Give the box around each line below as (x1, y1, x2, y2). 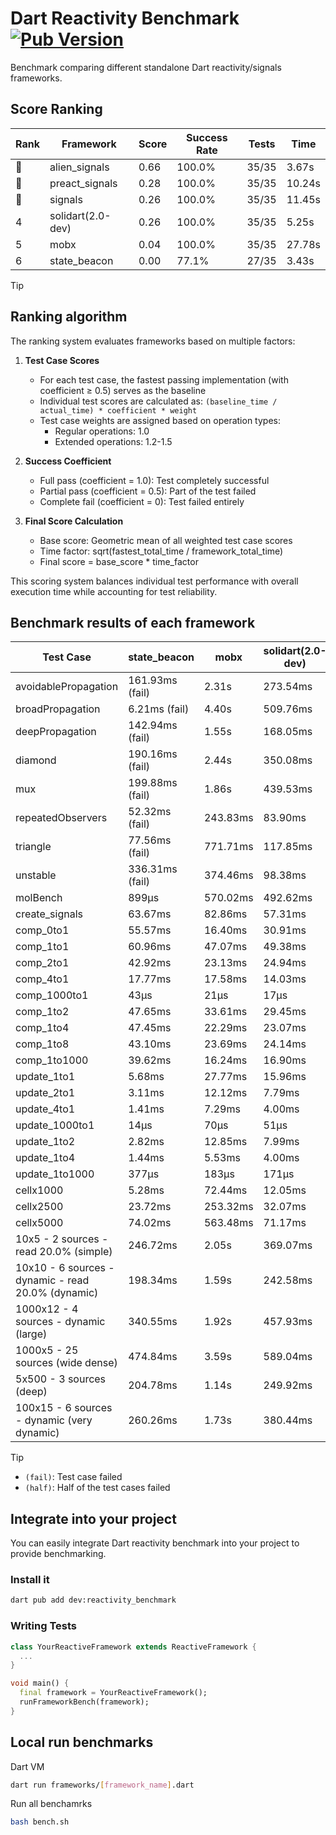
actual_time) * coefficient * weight (39, 405, 198, 416)
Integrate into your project (10, 1510, 177, 1527)
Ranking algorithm (10, 308, 128, 326)
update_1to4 (15, 1151, 76, 1165)
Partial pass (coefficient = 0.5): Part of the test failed (39, 485, 257, 497)
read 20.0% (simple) (15, 1245, 113, 1259)
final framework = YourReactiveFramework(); (19, 1688, 208, 1698)
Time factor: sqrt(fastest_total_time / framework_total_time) (39, 545, 284, 557)
